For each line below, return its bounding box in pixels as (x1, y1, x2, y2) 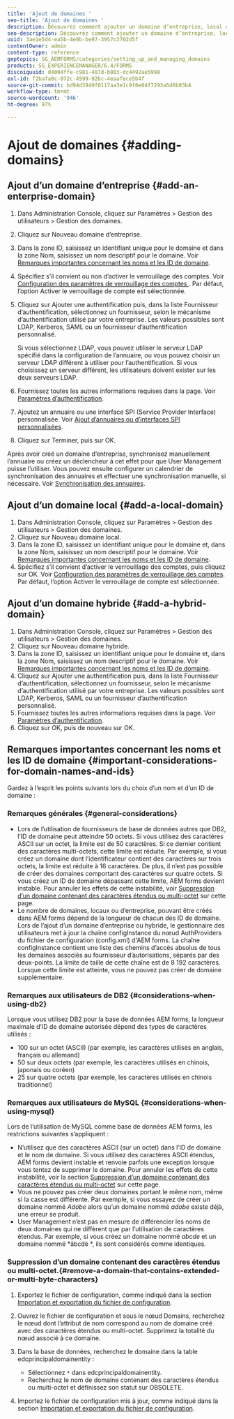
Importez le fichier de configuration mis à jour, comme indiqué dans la (17, 1397, 219, 1405)
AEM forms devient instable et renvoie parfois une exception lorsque (17, 1158, 214, 1166)
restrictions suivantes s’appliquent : (7, 1130, 109, 1138)
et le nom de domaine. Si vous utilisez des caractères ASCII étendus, (17, 1151, 215, 1159)
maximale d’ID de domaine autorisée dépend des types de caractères (7, 1022, 207, 1030)
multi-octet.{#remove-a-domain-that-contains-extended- (17, 1266, 220, 1276)
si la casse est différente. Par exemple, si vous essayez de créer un (17, 1195, 210, 1204)
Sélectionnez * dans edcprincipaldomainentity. (27, 1368, 162, 1376)
